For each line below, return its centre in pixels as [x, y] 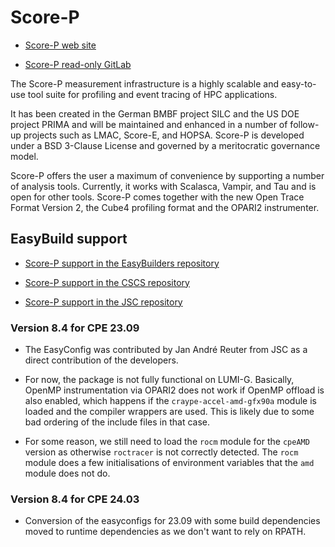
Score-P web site [60, 45]
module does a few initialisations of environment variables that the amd [169, 463]
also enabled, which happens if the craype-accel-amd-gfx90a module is [170, 401]
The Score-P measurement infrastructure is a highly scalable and [145, 83]
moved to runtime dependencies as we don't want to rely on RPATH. [165, 532]
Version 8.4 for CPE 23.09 [75, 328]
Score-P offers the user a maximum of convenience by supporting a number [167, 175]
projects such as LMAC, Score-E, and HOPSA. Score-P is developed [164, 135]
